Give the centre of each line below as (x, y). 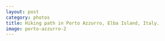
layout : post (22, 12)
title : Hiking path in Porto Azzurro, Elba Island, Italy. (83, 23)
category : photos (28, 17)
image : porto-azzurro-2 (36, 29)
